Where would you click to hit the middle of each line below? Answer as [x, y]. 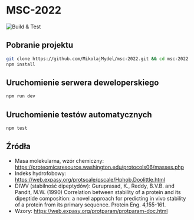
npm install [21, 64]
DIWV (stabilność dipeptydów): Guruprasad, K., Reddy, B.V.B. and [95, 186]
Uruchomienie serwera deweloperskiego [83, 82]
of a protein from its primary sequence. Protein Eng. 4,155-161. [90, 205]
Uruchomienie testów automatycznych [79, 115]
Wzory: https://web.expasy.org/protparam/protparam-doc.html [91, 211]
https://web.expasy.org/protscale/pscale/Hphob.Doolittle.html [90, 179]
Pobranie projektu [40, 45]
